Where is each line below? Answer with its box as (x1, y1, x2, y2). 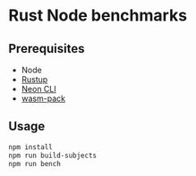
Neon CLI (21, 84, 57, 94)
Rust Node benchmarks (8, 5, 188, 26)
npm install (8, 142, 53, 152)
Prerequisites (8, 41, 85, 56)
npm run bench (8, 159, 62, 168)
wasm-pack (21, 93, 66, 104)
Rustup (21, 74, 48, 85)
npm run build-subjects (8, 151, 98, 160)
